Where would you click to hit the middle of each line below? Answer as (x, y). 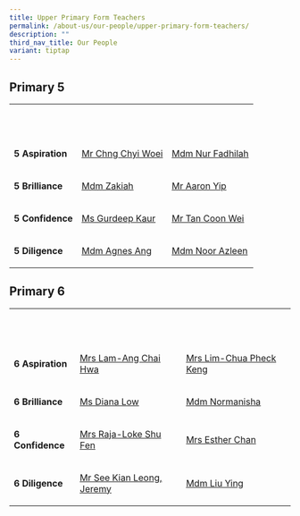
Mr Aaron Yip (199, 186)
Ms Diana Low (110, 402)
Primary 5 (37, 87)
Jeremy (96, 488)
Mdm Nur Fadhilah (210, 153)
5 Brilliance (38, 186)
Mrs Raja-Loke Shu (121, 434)
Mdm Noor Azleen (209, 250)
